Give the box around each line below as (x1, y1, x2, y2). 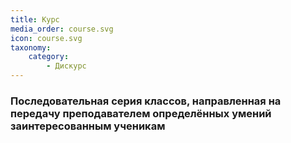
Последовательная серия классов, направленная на (10, 94, 282, 108)
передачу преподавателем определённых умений (10, 106, 272, 120)
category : (28, 52, 70, 62)
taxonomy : (10, 42, 52, 53)
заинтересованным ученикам (10, 119, 166, 133)
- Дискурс (46, 61, 87, 71)
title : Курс (10, 14, 60, 25)
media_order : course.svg (10, 24, 114, 34)
